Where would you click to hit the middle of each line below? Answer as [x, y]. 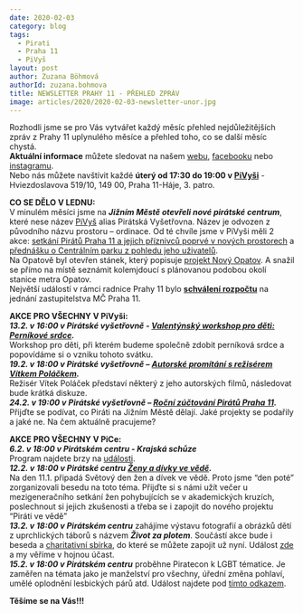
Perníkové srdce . [42, 335]
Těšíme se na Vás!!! [47, 601]
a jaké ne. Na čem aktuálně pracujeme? [83, 422]
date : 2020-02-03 [42, 18]
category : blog [38, 26]
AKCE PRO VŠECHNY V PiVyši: [69, 316]
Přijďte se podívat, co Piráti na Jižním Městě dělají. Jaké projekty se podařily [151, 412]
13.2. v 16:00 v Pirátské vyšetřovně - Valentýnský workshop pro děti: [142, 325]
